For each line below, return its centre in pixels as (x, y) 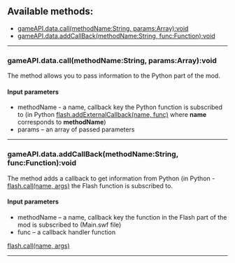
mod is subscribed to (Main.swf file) (69, 225)
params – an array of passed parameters (76, 129)
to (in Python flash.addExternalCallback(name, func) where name (112, 115)
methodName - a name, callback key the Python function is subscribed (120, 107)
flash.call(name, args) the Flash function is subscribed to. (90, 185)
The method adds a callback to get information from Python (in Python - (111, 178)
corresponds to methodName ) (62, 122)
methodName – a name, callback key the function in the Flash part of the (122, 217)
